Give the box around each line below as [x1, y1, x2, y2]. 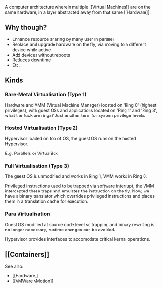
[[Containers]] [5, 250, 50, 259]
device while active [12, 46, 51, 53]
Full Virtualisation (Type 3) [5, 162, 69, 169]
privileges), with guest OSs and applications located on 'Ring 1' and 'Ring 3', [5, 107, 157, 113]
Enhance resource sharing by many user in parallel [12, 36, 114, 42]
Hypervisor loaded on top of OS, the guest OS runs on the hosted [5, 135, 136, 141]
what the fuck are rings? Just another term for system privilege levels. [5, 112, 146, 118]
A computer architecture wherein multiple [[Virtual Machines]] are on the [5, 4, 151, 10]
